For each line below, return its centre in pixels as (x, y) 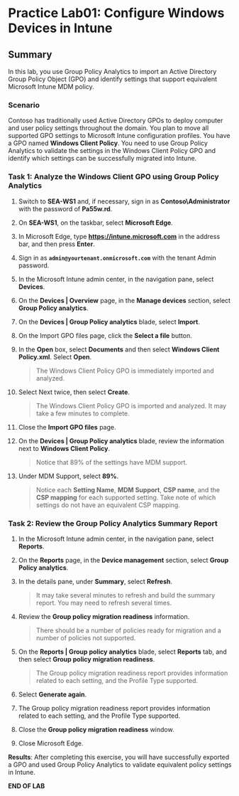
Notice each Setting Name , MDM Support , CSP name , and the (128, 489)
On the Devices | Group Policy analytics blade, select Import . (109, 322)
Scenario (24, 105)
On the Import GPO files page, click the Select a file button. (105, 335)
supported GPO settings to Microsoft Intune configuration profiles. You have (119, 136)
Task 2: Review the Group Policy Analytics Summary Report (113, 523)
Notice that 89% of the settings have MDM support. (111, 462)
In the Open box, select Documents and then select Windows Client (119, 349)
